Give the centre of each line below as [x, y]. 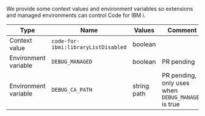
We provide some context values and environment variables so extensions [100, 9]
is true [171, 104]
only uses [175, 83]
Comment [182, 30]
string [141, 86]
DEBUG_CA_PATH [72, 90]
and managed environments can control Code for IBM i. [76, 15]
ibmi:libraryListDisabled [89, 47]
